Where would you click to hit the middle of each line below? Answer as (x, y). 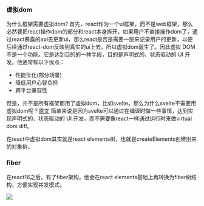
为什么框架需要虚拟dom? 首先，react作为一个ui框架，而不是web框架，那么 (100, 24)
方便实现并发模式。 (41, 185)
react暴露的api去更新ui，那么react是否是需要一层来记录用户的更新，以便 (102, 39)
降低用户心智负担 (36, 83)
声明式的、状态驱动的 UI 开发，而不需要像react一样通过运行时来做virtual (102, 119)
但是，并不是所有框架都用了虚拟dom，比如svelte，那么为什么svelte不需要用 (101, 103)
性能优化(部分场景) (39, 75)
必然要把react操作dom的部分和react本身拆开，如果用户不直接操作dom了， (100, 32)
